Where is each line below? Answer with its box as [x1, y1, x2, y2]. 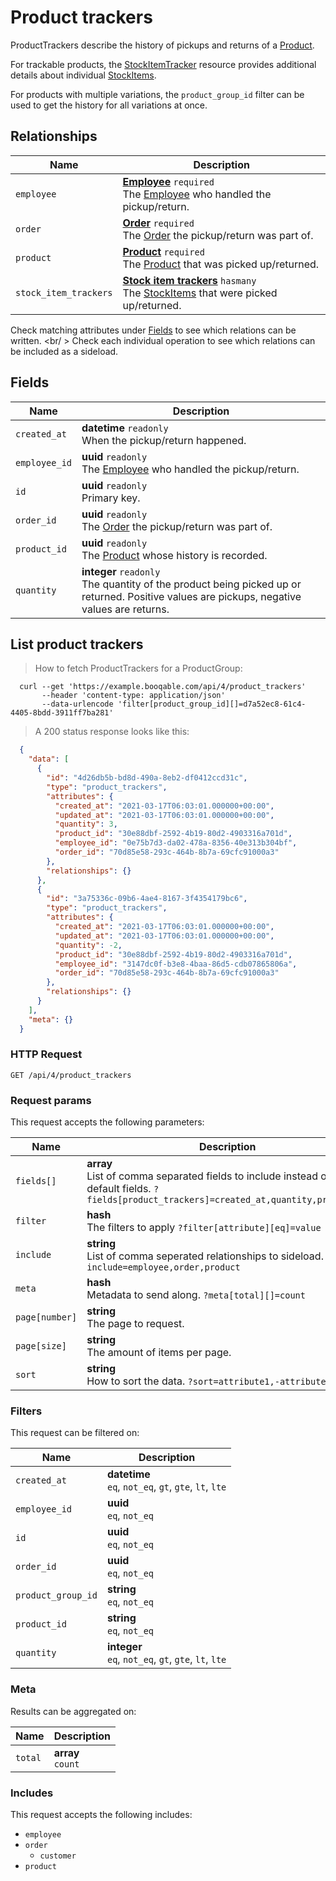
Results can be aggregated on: [10, 1705, 137, 1717]
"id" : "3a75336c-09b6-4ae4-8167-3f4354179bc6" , [46, 894, 248, 904]
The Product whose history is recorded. [81, 548, 268, 562]
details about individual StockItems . [10, 69, 157, 81]
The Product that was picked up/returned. [122, 257, 320, 271]
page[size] [15, 1341, 67, 1352]
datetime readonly [81, 421, 169, 435]
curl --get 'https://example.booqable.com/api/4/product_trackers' [19, 682, 307, 692]
